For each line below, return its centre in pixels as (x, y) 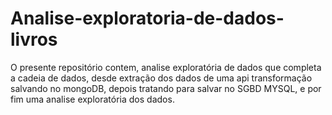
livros (34, 39)
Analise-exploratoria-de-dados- (147, 18)
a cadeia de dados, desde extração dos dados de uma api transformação (161, 78)
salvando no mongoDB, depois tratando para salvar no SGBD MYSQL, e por (166, 88)
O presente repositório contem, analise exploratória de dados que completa (166, 67)
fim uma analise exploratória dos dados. (92, 99)
